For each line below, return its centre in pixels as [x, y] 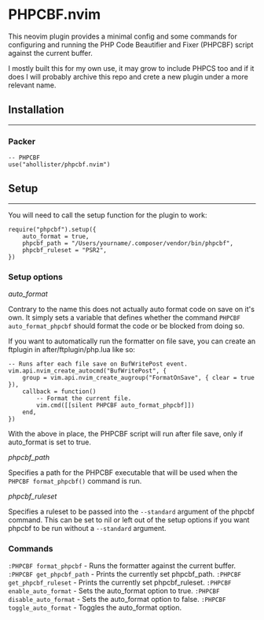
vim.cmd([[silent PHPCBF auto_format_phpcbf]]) [115, 406]
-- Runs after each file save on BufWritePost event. [98, 364]
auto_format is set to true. [50, 442]
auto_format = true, [56, 236]
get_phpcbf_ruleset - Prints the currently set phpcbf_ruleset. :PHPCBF [120, 583]
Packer [22, 141]
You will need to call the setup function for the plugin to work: [108, 215]
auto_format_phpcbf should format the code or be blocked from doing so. [126, 326]
